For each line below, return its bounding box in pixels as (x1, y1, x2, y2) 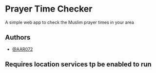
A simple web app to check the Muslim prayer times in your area (5, 19, 134, 25)
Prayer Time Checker (5, 3, 93, 15)
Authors (5, 33, 31, 42)
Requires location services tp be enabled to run (5, 60, 152, 69)
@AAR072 (12, 46, 33, 52)
